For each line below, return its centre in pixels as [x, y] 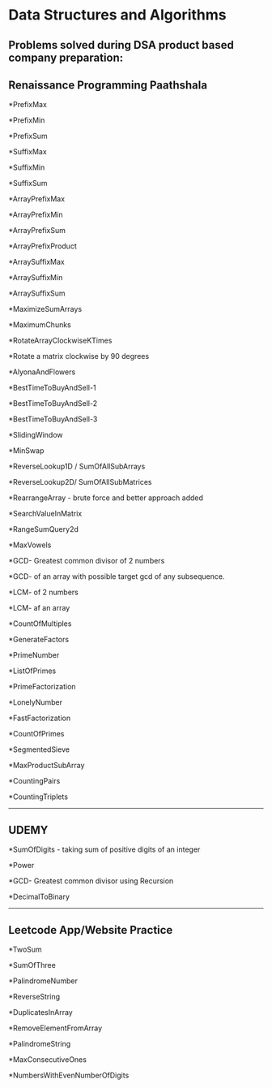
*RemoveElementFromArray [55, 1028]
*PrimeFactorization [42, 687]
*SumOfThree [32, 965]
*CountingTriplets [38, 797]
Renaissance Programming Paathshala [108, 85]
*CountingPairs [34, 781]
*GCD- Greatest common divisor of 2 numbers [87, 561]
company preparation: [66, 57]
